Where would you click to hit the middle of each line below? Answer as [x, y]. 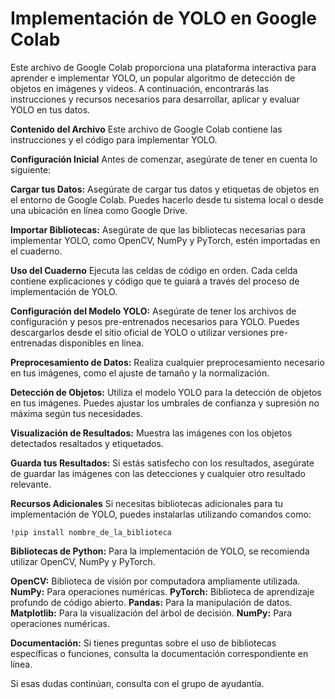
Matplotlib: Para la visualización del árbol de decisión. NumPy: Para [151, 613]
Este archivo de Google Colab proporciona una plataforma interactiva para [163, 67]
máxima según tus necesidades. [76, 413]
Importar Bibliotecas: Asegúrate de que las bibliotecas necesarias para [158, 229]
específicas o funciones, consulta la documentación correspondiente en [159, 653]
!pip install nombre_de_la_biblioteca [91, 532]
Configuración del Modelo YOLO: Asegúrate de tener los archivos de [153, 311]
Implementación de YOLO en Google [164, 18]
